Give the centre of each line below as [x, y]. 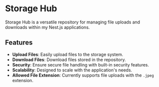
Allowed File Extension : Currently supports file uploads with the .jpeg [83, 75]
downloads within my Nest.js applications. [47, 27]
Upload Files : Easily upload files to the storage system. [68, 54]
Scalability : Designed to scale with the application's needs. [72, 70]
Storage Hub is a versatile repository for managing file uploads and [73, 22]
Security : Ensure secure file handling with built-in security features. [80, 65]
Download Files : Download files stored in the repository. [69, 60]
